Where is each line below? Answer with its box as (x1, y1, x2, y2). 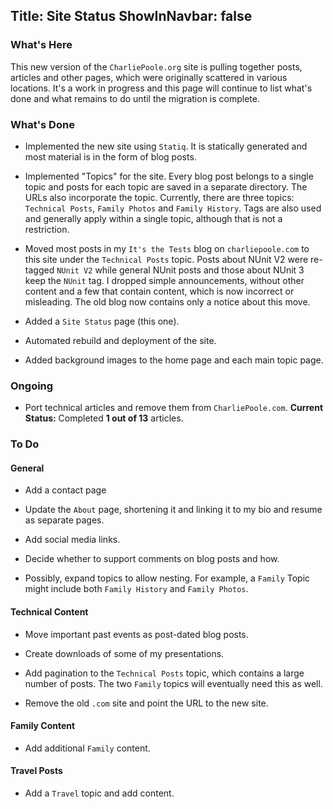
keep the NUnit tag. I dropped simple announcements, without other (24, 274, 305, 286)
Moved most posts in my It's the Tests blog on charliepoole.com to (24, 242, 310, 254)
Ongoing (10, 379, 54, 393)
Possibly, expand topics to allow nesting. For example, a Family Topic (24, 572, 311, 584)
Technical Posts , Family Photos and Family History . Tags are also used (24, 202, 322, 214)
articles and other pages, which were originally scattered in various (10, 71, 288, 83)
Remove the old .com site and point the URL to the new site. (24, 697, 269, 709)
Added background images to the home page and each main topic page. (24, 354, 324, 366)
